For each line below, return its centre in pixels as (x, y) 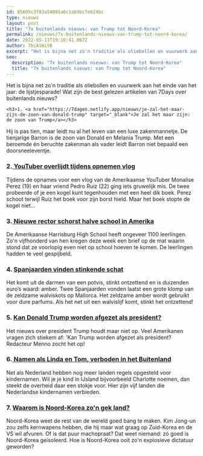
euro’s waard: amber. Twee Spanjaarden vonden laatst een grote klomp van (100, 289)
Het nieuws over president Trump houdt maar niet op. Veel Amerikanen (95, 330)
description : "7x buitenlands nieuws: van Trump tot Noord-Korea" (97, 62)
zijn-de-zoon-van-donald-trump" (47, 115)
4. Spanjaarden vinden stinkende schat (65, 269)
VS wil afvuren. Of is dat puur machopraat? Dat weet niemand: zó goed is (98, 434)
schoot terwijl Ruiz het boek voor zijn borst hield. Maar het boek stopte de (98, 199)
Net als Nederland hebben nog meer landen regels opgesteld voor (89, 372)
